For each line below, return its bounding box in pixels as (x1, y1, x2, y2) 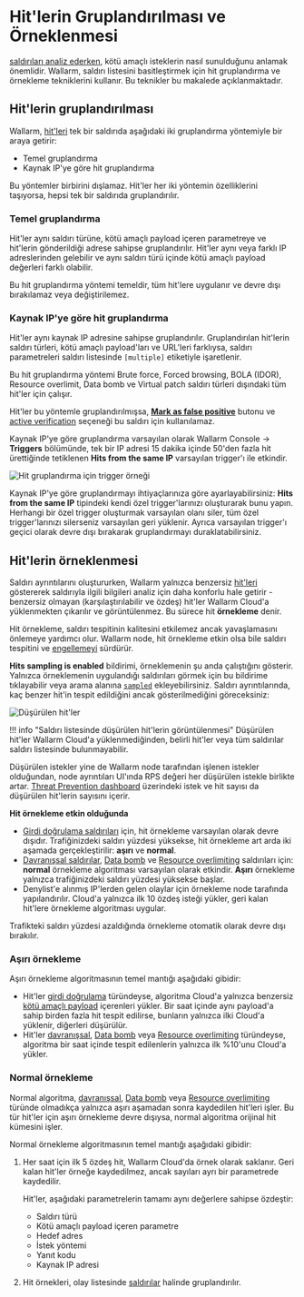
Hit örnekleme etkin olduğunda (9, 808, 129, 819)
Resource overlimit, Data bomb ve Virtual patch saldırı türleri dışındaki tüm (9, 379, 287, 390)
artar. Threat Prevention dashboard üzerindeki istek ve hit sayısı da (9, 781, 260, 792)
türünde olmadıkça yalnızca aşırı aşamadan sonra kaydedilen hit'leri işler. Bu (9, 1102, 295, 1113)
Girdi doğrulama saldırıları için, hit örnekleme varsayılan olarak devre (22, 826, 279, 837)
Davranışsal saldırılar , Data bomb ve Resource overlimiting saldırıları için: (22, 855, 294, 866)
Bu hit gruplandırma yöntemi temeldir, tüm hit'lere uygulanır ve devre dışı (9, 280, 281, 291)
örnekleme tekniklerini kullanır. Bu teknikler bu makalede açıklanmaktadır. (9, 74, 283, 85)
